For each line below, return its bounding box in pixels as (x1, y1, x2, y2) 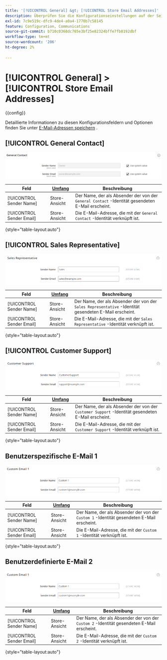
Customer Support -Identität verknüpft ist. (75, 426, 160, 433)
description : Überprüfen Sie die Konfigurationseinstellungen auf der (5, 13, 155, 18)
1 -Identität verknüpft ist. (76, 532, 128, 538)
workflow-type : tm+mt (5, 34, 50, 39)
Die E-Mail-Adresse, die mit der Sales (74, 316, 153, 322)
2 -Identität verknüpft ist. (76, 638, 128, 644)
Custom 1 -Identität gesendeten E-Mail (76, 515, 156, 521)
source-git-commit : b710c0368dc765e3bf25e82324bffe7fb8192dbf (5, 29, 137, 34)
